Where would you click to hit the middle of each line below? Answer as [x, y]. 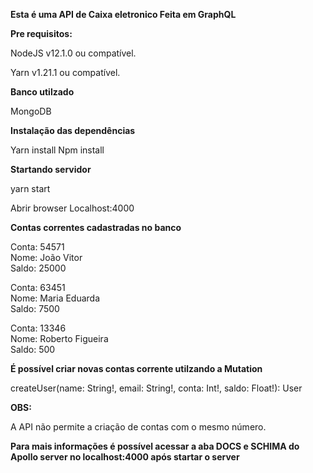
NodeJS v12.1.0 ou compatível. [73, 53]
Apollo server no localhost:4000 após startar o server [125, 457]
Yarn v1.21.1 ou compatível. [65, 72]
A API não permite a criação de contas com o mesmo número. [138, 427]
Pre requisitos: [41, 33]
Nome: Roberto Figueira [59, 338]
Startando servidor [51, 169]
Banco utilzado [42, 92]
